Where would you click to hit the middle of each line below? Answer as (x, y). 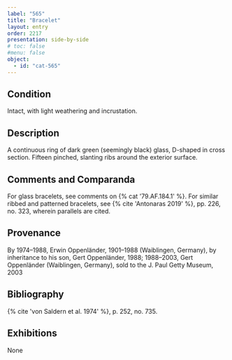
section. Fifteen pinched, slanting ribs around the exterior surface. (102, 158)
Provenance (34, 233)
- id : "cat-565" (37, 66)
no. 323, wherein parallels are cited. (59, 212)
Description (33, 133)
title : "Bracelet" (34, 20)
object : (19, 60)
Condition (29, 94)
